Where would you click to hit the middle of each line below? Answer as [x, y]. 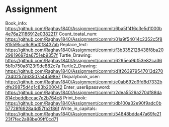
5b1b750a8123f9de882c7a [33, 66]
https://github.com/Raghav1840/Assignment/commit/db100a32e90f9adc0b [83, 103]
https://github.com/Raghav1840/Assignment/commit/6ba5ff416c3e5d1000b [84, 28]
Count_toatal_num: [78, 34]
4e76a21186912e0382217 [31, 34]
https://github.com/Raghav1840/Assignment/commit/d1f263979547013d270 [84, 71]
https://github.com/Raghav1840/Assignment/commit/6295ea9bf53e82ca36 [84, 60]
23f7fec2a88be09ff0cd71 [32, 119]
